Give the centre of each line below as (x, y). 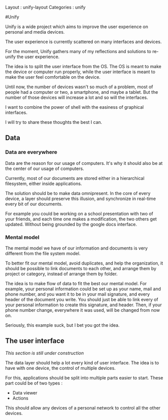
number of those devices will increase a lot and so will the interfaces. (77, 97)
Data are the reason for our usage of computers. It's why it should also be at (84, 163)
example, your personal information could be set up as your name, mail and (83, 289)
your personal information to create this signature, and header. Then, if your (83, 305)
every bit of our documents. (34, 204)
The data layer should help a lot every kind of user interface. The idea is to (82, 362)
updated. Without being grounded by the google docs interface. (71, 224)
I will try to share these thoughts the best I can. (54, 122)
